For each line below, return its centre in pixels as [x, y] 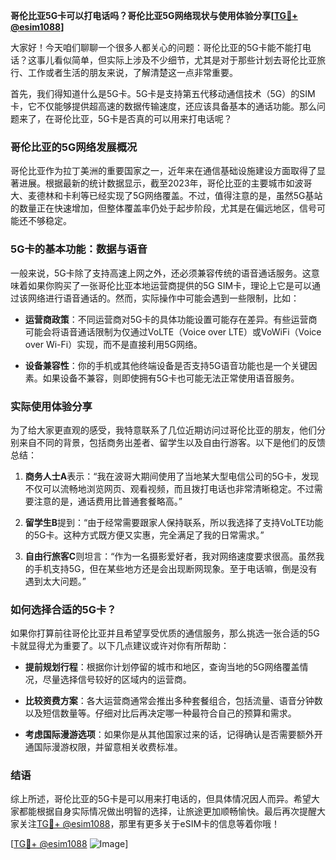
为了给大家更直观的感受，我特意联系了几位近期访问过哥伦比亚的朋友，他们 [163, 430]
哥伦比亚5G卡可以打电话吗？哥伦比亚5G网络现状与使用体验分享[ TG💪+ [154, 15]
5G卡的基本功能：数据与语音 [79, 249]
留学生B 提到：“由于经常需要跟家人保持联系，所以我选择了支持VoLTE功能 [174, 522]
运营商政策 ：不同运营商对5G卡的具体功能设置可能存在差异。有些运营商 [171, 319]
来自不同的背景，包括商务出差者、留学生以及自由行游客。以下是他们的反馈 [172, 442]
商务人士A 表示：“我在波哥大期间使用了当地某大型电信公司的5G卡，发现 [172, 476]
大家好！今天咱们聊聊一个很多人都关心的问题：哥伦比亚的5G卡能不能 [152, 47]
